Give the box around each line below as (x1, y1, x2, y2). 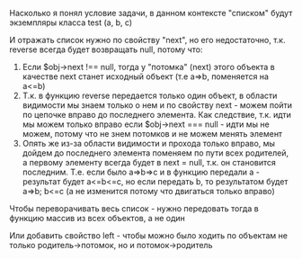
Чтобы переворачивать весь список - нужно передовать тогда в (9, 203, 259, 214)
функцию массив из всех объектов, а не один (9, 213, 186, 223)
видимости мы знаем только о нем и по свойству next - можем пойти (22, 100, 292, 111)
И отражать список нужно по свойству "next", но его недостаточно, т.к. (9, 35, 286, 45)
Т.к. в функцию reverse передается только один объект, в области (22, 90, 278, 101)
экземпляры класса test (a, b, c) (9, 17, 133, 28)
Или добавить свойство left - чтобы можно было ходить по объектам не (9, 230, 288, 241)
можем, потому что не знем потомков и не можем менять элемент (22, 129, 283, 138)
